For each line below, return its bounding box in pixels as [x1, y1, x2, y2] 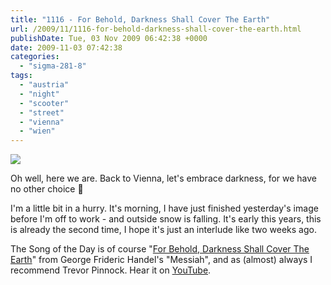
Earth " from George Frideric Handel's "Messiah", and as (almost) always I [10, 254, 313, 266]
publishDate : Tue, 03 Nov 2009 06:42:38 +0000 [10, 33, 208, 43]
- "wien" [19, 126, 56, 136]
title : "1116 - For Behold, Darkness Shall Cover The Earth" [10, 14, 271, 25]
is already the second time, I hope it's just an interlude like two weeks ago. [10, 224, 317, 236]
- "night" [19, 89, 60, 99]
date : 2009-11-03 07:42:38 [10, 42, 123, 53]
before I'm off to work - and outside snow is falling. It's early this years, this [10, 213, 322, 225]
